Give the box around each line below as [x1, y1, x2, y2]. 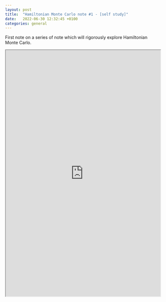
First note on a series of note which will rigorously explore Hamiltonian [5, 34, 148, 40]
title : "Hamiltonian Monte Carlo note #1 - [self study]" [5, 12, 129, 17]
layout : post [5, 7, 32, 12]
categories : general [5, 21, 48, 26]
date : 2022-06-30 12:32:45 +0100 [5, 16, 78, 21]
